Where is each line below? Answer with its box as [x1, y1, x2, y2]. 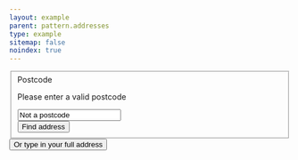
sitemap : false [9, 37, 66, 47]
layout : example [9, 12, 70, 22]
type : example [9, 29, 62, 38]
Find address [21, 122, 65, 132]
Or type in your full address [13, 140, 103, 149]
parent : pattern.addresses [9, 21, 110, 30]
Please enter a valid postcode [17, 92, 127, 102]
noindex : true [9, 46, 62, 55]
